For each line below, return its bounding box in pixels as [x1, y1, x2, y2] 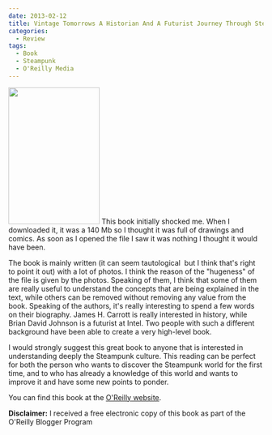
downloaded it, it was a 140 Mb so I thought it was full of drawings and [8, 224, 244, 235]
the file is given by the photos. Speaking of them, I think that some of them [8, 275, 257, 284]
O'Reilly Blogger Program [8, 416, 93, 426]
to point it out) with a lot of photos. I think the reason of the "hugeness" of [8, 267, 255, 276]
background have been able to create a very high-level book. [8, 326, 212, 336]
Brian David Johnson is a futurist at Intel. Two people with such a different [8, 318, 255, 328]
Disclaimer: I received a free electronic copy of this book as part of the [8, 408, 246, 418]
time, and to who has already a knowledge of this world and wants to [8, 368, 239, 377]
